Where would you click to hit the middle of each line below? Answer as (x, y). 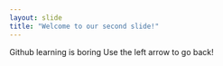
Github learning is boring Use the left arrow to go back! (111, 52)
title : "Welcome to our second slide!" (84, 26)
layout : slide (36, 18)
